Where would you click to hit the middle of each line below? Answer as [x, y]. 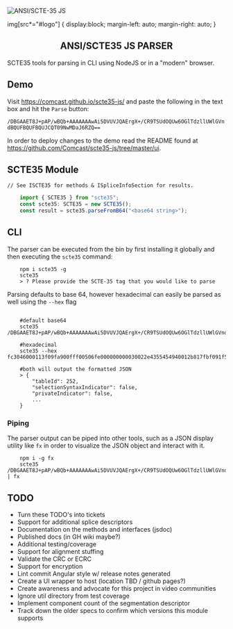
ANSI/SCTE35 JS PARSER [116, 46]
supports [30, 618]
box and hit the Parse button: [48, 108]
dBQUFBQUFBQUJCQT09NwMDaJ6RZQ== [54, 128]
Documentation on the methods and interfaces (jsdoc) [95, 529]
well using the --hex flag [42, 302]
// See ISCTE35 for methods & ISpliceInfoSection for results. [101, 186]
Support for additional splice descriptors [75, 522]
